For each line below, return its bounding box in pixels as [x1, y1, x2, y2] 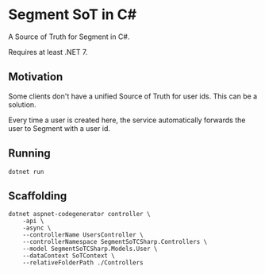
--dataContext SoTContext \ [22, 252, 115, 260]
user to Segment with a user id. [8, 123, 111, 133]
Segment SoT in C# [8, 6, 137, 24]
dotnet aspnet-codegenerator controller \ [8, 210, 151, 218]
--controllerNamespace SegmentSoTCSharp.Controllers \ [22, 238, 208, 246]
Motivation [8, 70, 63, 84]
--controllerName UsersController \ [22, 231, 144, 239]
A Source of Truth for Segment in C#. [8, 32, 130, 41]
